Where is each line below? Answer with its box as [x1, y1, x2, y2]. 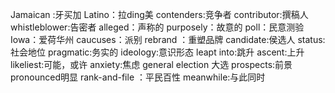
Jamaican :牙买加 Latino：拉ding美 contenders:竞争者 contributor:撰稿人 [10, 9, 309, 20]
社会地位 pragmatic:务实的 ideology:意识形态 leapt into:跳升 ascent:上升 [10, 46, 305, 58]
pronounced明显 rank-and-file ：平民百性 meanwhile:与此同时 [10, 71, 266, 83]
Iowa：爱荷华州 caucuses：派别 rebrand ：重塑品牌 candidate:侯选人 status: [10, 34, 326, 45]
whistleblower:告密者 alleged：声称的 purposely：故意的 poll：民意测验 [10, 21, 305, 33]
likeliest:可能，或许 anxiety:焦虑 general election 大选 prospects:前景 [10, 59, 293, 70]
